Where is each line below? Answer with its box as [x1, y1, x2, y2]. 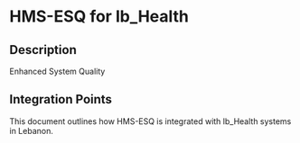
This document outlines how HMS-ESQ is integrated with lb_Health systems [9, 115, 292, 127]
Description [9, 42, 77, 58]
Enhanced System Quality [9, 66, 106, 76]
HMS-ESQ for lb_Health [9, 6, 190, 27]
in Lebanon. [9, 125, 54, 136]
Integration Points [9, 92, 113, 107]
